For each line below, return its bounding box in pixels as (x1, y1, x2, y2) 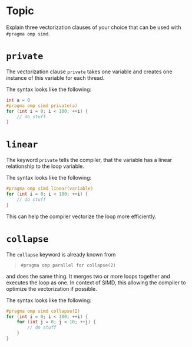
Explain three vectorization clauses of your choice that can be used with (6, 24, 181, 31)
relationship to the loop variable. (6, 163, 84, 170)
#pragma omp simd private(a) (6, 102, 78, 109)
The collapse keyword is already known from (6, 251, 116, 258)
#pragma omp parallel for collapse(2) (20, 262, 116, 268)
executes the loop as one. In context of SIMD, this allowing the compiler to (6, 279, 187, 286)
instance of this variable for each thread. (6, 74, 105, 81)
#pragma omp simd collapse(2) (6, 308, 81, 314)
